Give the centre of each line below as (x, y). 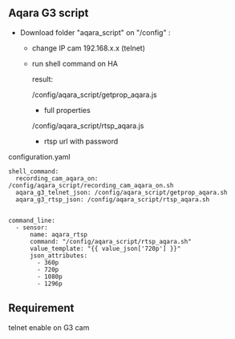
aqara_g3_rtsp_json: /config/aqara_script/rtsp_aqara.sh (113, 200)
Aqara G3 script (49, 13)
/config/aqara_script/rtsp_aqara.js (88, 125)
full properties (67, 110)
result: (43, 79)
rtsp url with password (81, 141)
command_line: (32, 220)
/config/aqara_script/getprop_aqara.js (95, 95)
